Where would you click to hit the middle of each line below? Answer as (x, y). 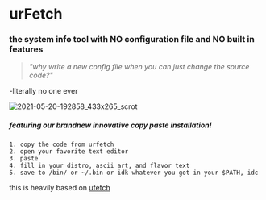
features (26, 49)
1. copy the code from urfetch (62, 145)
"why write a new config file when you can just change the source (139, 67)
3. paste (24, 159)
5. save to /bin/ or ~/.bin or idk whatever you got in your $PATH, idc (134, 173)
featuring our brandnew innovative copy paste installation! (110, 125)
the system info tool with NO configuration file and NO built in (132, 40)
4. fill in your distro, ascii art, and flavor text (100, 166)
